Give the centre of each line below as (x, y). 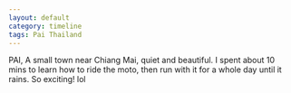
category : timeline (45, 26)
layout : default (39, 18)
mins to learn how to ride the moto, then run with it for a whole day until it (145, 70)
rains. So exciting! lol (48, 79)
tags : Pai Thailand (45, 34)
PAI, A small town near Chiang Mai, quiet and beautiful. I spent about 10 (142, 60)
